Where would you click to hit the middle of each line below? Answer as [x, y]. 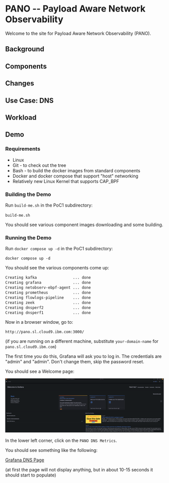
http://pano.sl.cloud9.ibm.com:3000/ [45, 332]
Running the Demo [28, 238]
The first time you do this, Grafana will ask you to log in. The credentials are [83, 356]
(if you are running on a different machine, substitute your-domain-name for [82, 341]
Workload [21, 117]
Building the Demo [28, 194]
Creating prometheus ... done [48, 293]
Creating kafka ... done [48, 278]
